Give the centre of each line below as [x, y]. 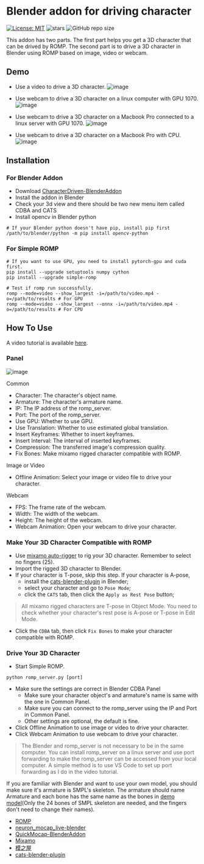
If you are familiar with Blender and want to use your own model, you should [102, 784]
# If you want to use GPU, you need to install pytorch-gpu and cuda [97, 261]
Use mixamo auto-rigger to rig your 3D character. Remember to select [103, 556]
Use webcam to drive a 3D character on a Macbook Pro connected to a [104, 116]
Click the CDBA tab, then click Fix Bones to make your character [94, 631]
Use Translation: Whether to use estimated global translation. [92, 427]
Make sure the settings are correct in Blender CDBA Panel [88, 689]
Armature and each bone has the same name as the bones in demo [91, 796]
